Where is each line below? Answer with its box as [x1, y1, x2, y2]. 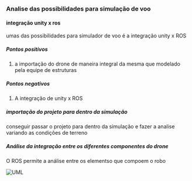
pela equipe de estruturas [14, 67, 77, 74]
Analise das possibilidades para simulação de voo [6, 5, 151, 13]
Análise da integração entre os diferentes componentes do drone [6, 142, 169, 149]
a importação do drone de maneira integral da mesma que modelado [14, 60, 180, 67]
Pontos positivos [6, 46, 48, 53]
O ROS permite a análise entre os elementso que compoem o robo [6, 158, 166, 164]
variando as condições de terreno [6, 129, 88, 136]
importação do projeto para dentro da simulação [6, 108, 128, 115]
